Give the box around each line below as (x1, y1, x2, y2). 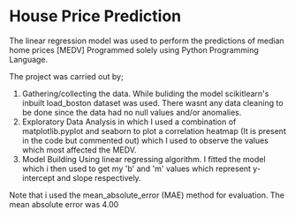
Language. (9, 54, 49, 64)
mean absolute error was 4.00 (9, 198, 119, 209)
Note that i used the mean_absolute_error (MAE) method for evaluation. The (9, 190, 285, 200)
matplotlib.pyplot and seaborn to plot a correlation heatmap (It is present (21, 125, 287, 136)
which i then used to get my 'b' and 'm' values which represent (21, 163, 252, 174)
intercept (21, 172, 56, 183)
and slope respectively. (57, 172, 141, 183)
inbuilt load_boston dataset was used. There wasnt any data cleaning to (21, 97, 284, 108)
